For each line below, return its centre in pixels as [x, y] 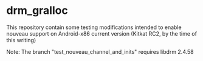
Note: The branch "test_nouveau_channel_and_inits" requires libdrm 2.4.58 [100, 51]
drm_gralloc [37, 11]
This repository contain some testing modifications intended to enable [94, 27]
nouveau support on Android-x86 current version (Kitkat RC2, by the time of [102, 33]
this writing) [21, 40]
